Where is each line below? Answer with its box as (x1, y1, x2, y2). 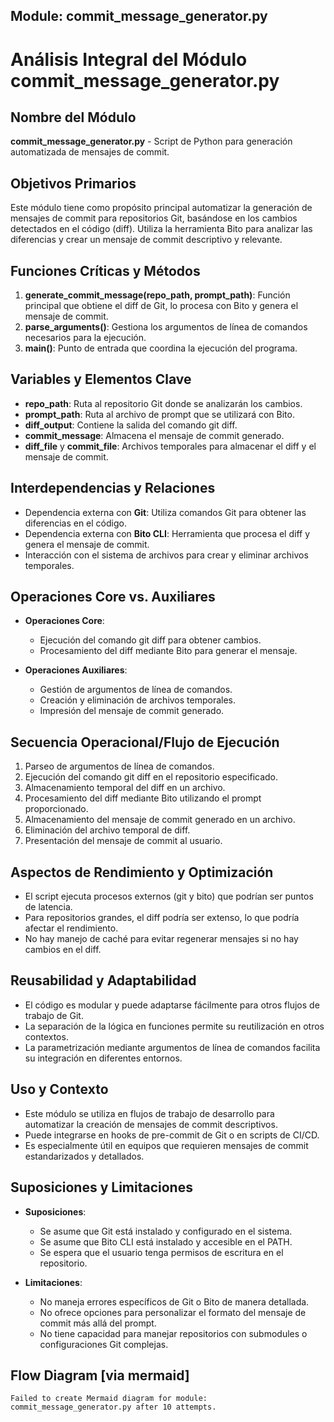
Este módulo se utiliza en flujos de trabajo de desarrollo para (24, 1107, 275, 1119)
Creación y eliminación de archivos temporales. (39, 694, 237, 706)
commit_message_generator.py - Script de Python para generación (10, 135, 293, 148)
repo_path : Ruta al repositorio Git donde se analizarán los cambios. (24, 397, 303, 409)
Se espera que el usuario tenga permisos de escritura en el (39, 1246, 284, 1258)
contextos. (24, 1030, 69, 1043)
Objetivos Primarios (10, 175, 137, 192)
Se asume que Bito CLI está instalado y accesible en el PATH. (39, 1235, 293, 1248)
